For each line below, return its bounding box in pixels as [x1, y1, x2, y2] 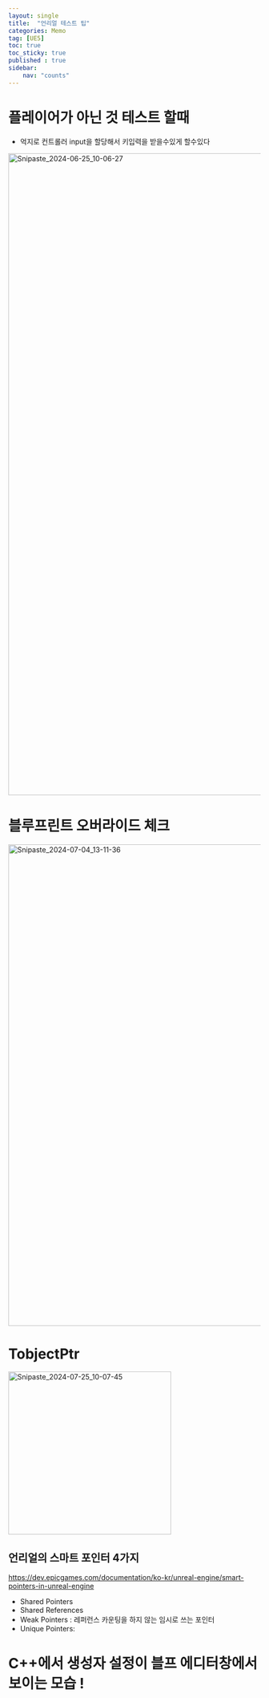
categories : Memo [8, 26, 66, 35]
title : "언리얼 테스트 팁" [8, 19, 90, 27]
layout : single [8, 11, 59, 20]
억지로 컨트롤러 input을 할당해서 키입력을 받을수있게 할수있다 [19, 136, 211, 146]
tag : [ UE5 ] [8, 34, 45, 43]
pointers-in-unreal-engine [8, 1582, 94, 1591]
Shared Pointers [19, 1597, 74, 1607]
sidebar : [8, 64, 38, 72]
